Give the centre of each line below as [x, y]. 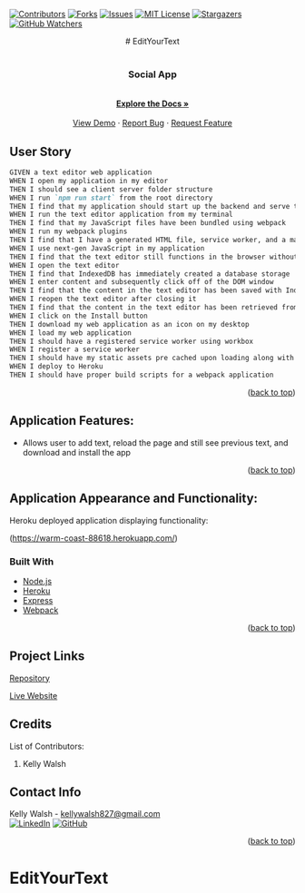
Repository [30, 678]
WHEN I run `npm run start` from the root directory [111, 198]
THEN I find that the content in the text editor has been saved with [146, 290]
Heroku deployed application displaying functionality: [109, 520]
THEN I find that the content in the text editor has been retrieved [144, 308]
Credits [31, 725]
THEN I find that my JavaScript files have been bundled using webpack [148, 223]
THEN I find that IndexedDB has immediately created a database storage [150, 274]
